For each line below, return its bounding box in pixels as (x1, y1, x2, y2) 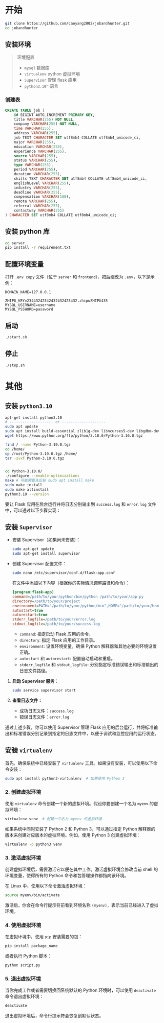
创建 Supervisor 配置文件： (12, 561, 67, 567)
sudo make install (5, 483, 42, 488)
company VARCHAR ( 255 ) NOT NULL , (14, 121, 80, 126)
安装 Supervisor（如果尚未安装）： (12, 537, 81, 543)
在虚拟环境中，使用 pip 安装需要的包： (5, 934, 83, 940)
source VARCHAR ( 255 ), (14, 153, 58, 158)
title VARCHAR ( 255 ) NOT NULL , (14, 117, 76, 122)
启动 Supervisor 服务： (12, 678, 59, 684)
